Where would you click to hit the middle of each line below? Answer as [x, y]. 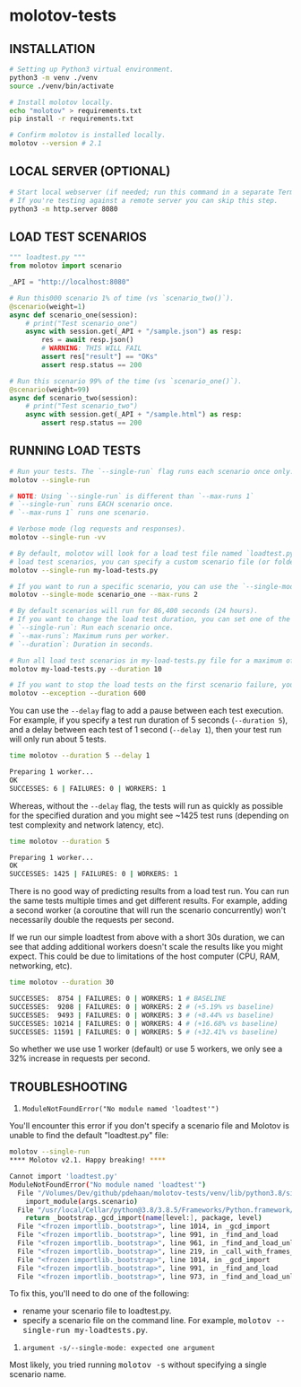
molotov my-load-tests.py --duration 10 [86, 669]
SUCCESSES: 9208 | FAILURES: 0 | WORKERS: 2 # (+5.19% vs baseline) [142, 1006]
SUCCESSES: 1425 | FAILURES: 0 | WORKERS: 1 [94, 874]
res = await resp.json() [88, 340]
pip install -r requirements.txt [72, 119]
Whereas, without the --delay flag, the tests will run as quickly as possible [146, 805]
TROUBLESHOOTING [69, 1087]
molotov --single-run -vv [57, 538]
